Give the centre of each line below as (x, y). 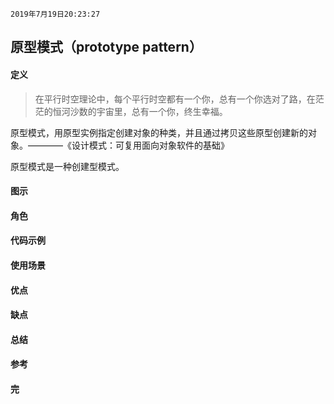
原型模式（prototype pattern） (106, 47)
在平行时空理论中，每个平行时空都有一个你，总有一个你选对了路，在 (175, 99)
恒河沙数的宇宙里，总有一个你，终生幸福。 (140, 111)
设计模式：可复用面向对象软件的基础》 (150, 145)
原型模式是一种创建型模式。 (67, 166)
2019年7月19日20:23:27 (55, 14)
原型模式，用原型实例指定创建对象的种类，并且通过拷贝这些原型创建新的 (159, 132)
